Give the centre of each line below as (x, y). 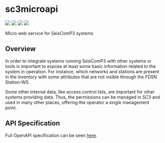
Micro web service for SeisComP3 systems (49, 33)
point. (11, 108)
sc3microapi (32, 9)
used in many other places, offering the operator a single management (77, 102)
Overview (21, 49)
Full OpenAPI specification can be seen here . (51, 135)
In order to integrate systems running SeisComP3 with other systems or (78, 61)
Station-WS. (17, 82)
